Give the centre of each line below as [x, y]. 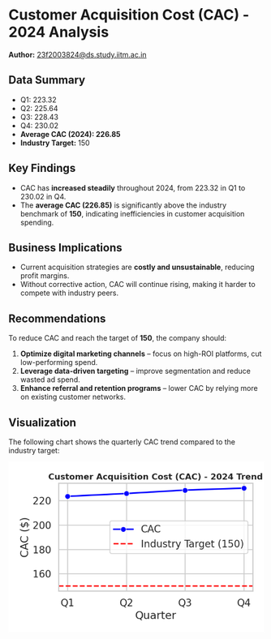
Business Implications [66, 248]
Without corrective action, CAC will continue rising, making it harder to [138, 285]
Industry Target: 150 [55, 143]
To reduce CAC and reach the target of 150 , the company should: [118, 338]
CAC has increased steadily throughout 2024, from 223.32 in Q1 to [133, 187]
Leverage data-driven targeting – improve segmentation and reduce [135, 371]
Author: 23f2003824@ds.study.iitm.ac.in [78, 54]
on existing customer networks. [73, 397]
